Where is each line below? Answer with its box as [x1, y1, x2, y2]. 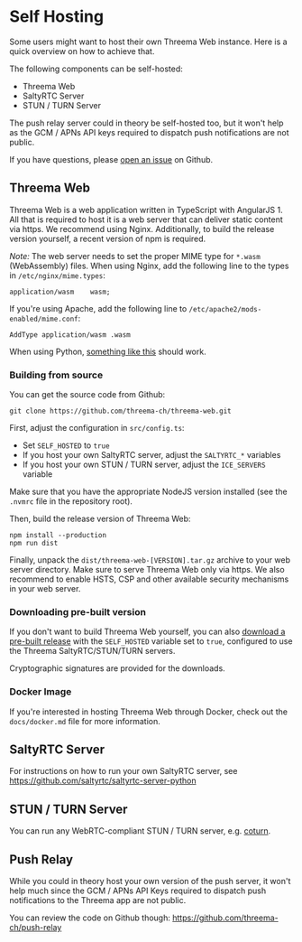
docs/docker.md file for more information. [9, 715, 160, 726]
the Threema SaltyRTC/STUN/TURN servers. [9, 646, 176, 657]
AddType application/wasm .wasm [9, 330, 131, 340]
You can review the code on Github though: [9, 912, 171, 923]
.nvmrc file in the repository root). [9, 496, 133, 507]
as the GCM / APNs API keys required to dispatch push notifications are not [9, 126, 289, 137]
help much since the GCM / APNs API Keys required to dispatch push [9, 885, 267, 896]
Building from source [9, 368, 104, 381]
